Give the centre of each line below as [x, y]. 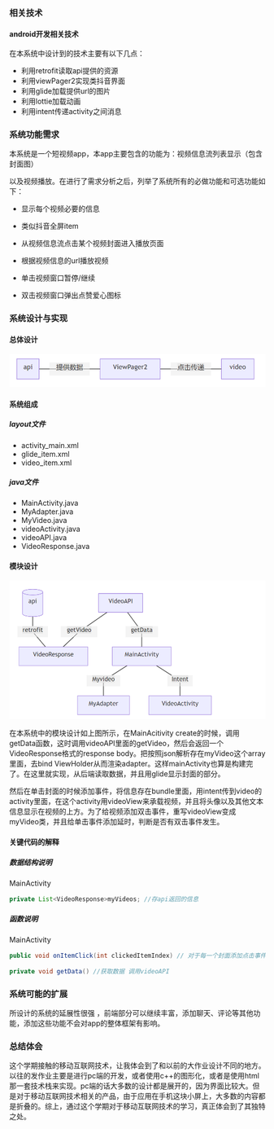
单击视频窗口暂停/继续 [58, 278]
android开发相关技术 [44, 33]
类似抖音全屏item [50, 226]
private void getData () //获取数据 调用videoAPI [89, 971]
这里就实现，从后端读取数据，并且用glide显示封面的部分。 [128, 774]
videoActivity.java [50, 529]
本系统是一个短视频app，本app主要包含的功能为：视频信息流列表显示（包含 [136, 154]
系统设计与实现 [39, 318]
